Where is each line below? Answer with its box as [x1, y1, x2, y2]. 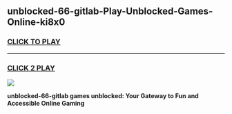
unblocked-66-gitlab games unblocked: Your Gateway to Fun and [7, 91, 199, 99]
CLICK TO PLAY [7, 37, 61, 47]
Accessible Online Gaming [7, 99, 85, 107]
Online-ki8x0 [7, 17, 66, 28]
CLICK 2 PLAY [7, 63, 55, 73]
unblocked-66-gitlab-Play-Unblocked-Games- [7, 6, 213, 17]
